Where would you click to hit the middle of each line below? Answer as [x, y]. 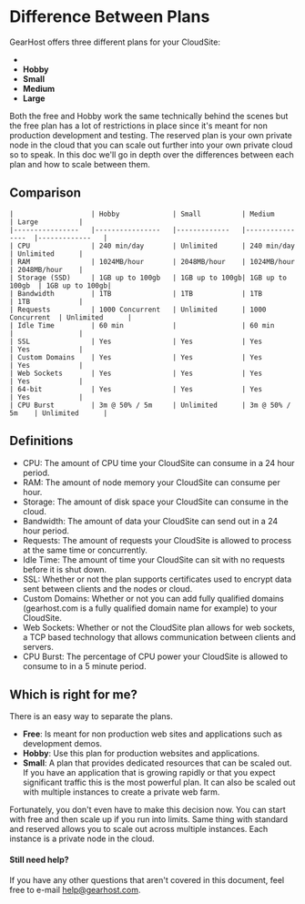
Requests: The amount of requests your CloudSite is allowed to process [157, 540]
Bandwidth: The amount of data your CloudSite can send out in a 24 [150, 521]
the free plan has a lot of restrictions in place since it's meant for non [139, 126]
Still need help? [40, 859]
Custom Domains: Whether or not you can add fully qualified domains [153, 598]
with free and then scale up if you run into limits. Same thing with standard [149, 819]
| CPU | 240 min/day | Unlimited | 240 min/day [152, 246]
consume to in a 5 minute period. [85, 665]
